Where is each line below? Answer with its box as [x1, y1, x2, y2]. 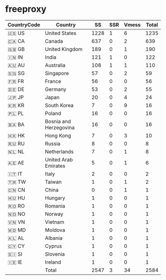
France [45, 78, 61, 84]
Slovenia [45, 250, 65, 257]
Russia [45, 140, 61, 147]
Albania [45, 235, 63, 241]
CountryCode [7, 21, 41, 28]
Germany [45, 85, 67, 92]
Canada [45, 38, 63, 44]
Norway [45, 210, 63, 217]
